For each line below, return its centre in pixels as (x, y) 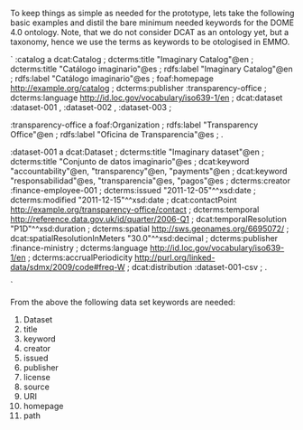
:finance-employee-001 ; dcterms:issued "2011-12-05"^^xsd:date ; (133, 190)
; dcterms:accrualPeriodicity (80, 257)
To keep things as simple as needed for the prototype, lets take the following (152, 13)
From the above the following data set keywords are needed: (123, 302)
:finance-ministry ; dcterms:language (79, 248)
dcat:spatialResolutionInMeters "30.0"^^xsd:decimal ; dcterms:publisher (144, 238)
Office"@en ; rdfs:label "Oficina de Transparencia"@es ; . (117, 134)
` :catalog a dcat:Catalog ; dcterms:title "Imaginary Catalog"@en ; (132, 59)
